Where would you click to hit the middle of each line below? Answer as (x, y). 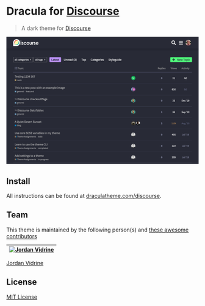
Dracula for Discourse (63, 11)
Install (18, 181)
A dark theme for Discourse (56, 28)
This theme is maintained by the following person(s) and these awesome (98, 230)
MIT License (22, 297)
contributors (22, 236)
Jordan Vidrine (25, 263)
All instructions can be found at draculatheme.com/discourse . (84, 195)
